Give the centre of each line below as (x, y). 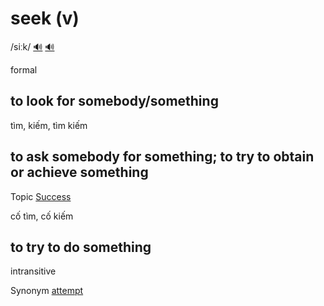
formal (24, 69)
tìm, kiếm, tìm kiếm (49, 125)
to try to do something (81, 247)
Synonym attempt (47, 291)
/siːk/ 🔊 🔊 (32, 46)
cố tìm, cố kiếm (42, 216)
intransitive (33, 271)
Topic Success (41, 196)
